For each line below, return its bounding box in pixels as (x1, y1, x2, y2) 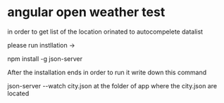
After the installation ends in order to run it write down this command (7, 68, 207, 76)
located (7, 89, 30, 97)
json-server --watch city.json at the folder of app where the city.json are (7, 81, 217, 90)
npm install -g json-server (7, 54, 83, 63)
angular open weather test (7, 4, 166, 20)
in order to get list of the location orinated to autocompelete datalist (7, 27, 203, 36)
